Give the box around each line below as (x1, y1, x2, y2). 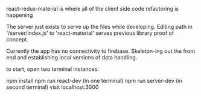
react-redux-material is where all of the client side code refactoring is (6, 5, 179, 12)
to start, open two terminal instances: (6, 65, 99, 73)
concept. (6, 36, 29, 43)
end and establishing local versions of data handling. (6, 54, 138, 61)
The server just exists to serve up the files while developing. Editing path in (6, 23, 193, 30)
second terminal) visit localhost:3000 (6, 83, 99, 91)
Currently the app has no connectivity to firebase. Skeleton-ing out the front (6, 47, 196, 55)
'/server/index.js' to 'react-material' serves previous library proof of (6, 29, 174, 37)
